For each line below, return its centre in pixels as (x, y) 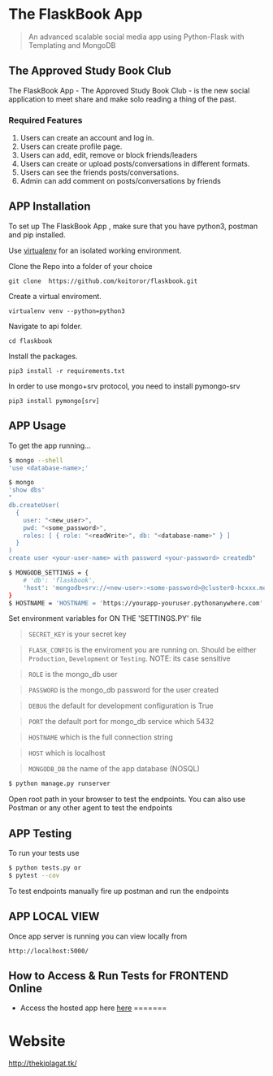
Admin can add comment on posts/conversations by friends (120, 181)
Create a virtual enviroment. (55, 296)
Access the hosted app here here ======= (93, 1008)
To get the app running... (50, 445)
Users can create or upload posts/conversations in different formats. (135, 164)
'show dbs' (27, 490)
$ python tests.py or (45, 868)
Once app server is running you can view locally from (98, 936)
